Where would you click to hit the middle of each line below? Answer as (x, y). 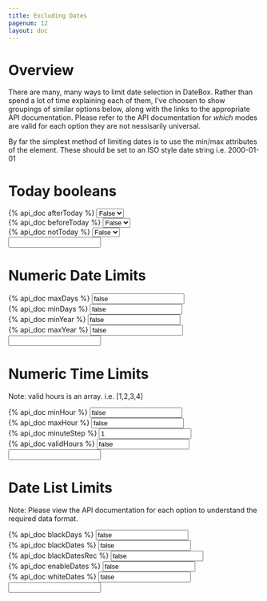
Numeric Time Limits (79, 374)
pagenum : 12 (28, 23)
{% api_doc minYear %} (47, 320)
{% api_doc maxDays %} (49, 299)
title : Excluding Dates (48, 16)
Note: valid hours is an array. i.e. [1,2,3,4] (76, 396)
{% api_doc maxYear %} (49, 330)
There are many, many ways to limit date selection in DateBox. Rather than (131, 92)
